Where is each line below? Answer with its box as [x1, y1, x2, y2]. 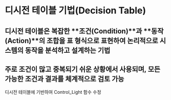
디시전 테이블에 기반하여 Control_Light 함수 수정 [5, 89, 101, 95]
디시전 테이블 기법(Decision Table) [5, 5, 146, 16]
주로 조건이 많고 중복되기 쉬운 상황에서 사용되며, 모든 [5, 65, 161, 73]
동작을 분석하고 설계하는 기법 [25, 46, 111, 54]
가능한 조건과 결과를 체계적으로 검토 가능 [5, 74, 124, 83]
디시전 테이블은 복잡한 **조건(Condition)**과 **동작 [5, 27, 164, 35]
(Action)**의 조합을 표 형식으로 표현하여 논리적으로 [5, 36, 158, 45]
